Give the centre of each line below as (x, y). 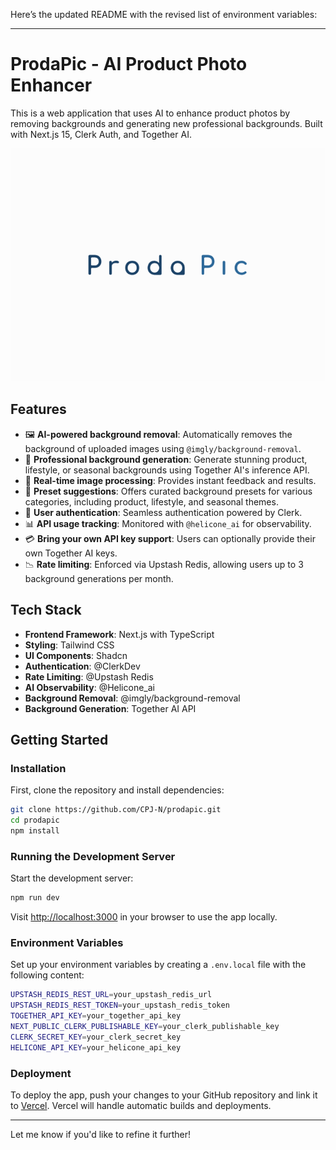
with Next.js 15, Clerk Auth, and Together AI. (101, 134)
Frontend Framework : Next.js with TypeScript (119, 634)
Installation (38, 768)
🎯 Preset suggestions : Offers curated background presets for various (168, 491)
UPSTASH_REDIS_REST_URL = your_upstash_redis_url (111, 995)
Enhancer (51, 85)
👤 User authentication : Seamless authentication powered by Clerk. (163, 512)
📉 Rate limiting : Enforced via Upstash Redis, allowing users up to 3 (164, 564)
